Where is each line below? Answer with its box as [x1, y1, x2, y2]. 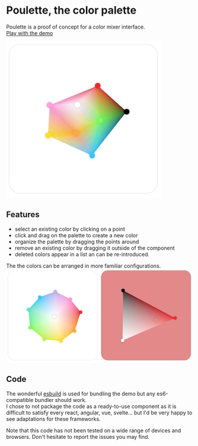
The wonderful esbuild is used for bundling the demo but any [6, 390, 156, 397]
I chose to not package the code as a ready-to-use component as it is [6, 403, 177, 410]
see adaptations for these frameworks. [6, 415, 101, 422]
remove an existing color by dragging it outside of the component [14, 244, 175, 252]
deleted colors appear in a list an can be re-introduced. [14, 250, 150, 257]
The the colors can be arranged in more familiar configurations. [6, 262, 161, 269]
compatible [6, 396, 34, 403]
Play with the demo [6, 29, 53, 36]
